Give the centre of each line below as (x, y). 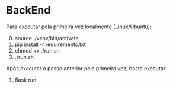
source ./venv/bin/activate (47, 38)
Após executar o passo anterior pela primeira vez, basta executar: (86, 68)
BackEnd (28, 10)
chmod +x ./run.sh (37, 50)
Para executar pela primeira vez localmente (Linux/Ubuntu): (79, 27)
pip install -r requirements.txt (50, 44)
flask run (25, 80)
